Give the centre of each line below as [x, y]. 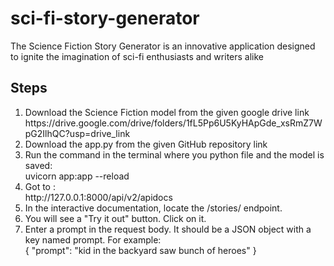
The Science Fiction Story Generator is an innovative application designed [163, 46]
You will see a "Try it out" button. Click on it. [115, 218]
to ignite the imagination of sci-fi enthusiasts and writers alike [137, 56]
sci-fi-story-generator [105, 18]
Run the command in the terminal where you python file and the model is [174, 154]
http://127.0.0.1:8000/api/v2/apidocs [98, 197]
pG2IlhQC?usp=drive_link [77, 133]
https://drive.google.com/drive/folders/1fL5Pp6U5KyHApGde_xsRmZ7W [173, 123]
